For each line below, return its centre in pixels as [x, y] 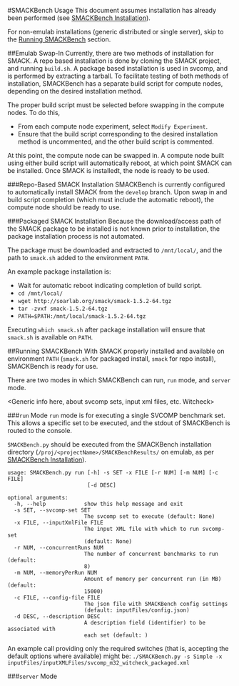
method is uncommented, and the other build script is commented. [116, 141]
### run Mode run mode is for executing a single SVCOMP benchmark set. [117, 415]
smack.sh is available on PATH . [50, 337]
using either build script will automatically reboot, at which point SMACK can [119, 163]
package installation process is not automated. [76, 236]
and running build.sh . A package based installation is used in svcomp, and [118, 68]
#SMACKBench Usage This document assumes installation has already [112, 10]
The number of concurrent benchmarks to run [151, 554]
